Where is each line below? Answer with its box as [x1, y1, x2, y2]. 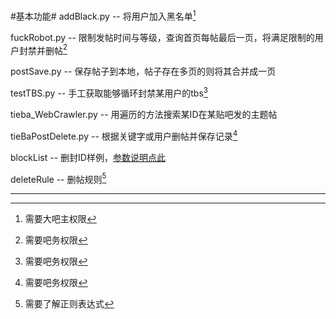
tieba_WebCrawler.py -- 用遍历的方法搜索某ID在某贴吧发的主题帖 [10, 108, 278, 120]
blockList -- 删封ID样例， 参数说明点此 [10, 151, 166, 163]
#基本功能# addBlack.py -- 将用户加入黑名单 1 [10, 9, 197, 22]
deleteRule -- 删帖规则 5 [10, 171, 107, 185]
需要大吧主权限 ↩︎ [24, 213, 97, 225]
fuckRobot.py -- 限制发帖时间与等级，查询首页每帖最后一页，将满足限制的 [10, 31, 315, 43]
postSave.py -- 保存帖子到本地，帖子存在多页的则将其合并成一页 [10, 65, 277, 78]
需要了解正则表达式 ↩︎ [24, 298, 115, 310]
